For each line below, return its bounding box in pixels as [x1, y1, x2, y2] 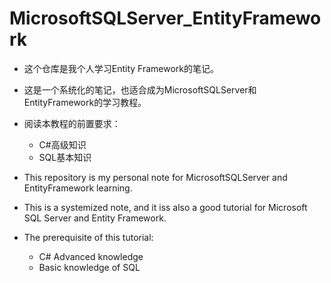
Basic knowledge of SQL [38, 261, 141, 273]
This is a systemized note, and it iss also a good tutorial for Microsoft [23, 201, 308, 213]
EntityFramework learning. [23, 182, 133, 194]
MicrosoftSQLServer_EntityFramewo [9, 7, 322, 30]
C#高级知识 [38, 138, 87, 151]
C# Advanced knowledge [38, 250, 144, 262]
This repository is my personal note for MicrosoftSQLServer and [23, 171, 288, 183]
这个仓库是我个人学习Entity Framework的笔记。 [23, 62, 220, 74]
